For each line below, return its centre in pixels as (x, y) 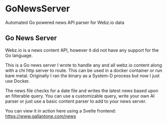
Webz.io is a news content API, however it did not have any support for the (82, 50)
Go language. (19, 55)
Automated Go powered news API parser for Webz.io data (65, 22)
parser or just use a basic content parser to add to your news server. (76, 101)
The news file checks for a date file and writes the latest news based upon (82, 91)
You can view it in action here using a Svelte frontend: (61, 111)
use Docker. (17, 81)
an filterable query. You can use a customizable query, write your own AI (80, 96)
